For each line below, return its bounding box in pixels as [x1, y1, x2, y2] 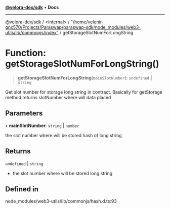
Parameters [5, 109, 43, 118]
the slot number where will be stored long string [12, 170, 113, 176]
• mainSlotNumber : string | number [5, 122, 79, 129]
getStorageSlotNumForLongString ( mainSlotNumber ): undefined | [17, 74, 152, 80]
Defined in [5, 185, 39, 193]
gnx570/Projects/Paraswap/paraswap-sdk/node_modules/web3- [5, 24, 141, 30]
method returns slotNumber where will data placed [5, 94, 111, 100]
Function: [5, 48, 47, 59]
